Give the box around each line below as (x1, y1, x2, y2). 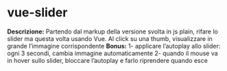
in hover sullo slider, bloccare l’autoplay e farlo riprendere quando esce (7, 56, 208, 64)
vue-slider (7, 5, 68, 20)
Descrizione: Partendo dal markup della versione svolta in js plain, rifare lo (7, 27, 218, 35)
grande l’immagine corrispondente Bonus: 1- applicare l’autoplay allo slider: (7, 42, 221, 50)
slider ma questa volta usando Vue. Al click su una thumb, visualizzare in (7, 34, 213, 42)
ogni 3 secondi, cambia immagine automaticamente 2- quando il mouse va (7, 49, 218, 57)
